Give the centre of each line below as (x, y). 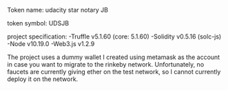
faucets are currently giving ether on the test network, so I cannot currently (114, 72)
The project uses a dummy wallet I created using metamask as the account (114, 57)
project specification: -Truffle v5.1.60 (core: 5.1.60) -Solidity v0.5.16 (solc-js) (114, 36)
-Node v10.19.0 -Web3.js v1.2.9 (51, 44)
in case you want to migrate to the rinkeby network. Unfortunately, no (106, 64)
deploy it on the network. (43, 79)
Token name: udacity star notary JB (58, 10)
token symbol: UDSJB (38, 23)
